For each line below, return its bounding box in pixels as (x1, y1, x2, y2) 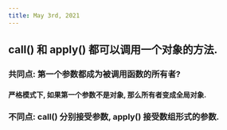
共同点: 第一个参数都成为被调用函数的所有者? (8, 68, 181, 79)
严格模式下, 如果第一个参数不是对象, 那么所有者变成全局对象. (8, 90, 207, 99)
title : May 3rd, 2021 (8, 11, 80, 20)
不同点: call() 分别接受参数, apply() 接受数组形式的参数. (8, 112, 220, 123)
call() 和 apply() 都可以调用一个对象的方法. (8, 43, 217, 56)
